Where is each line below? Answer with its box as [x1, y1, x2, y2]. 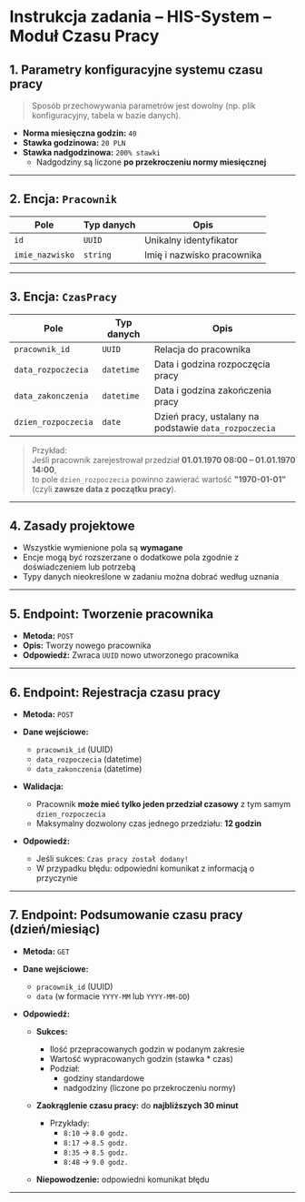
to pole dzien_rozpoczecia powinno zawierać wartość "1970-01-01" [31, 473, 287, 484]
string [83, 249, 112, 260]
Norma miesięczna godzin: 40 [22, 127, 137, 138]
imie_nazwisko [14, 249, 75, 260]
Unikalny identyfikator [143, 234, 239, 247]
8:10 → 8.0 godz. [63, 1126, 129, 1138]
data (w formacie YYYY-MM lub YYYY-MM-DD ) [35, 990, 191, 1002]
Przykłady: [49, 1117, 90, 1128]
